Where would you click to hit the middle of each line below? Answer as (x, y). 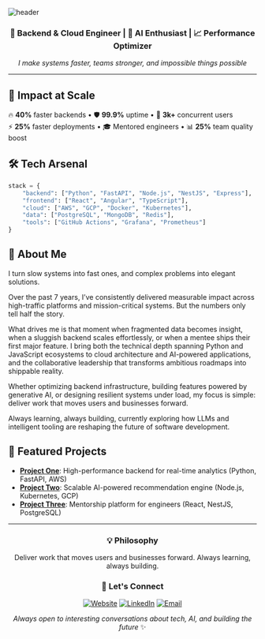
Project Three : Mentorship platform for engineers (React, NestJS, (126, 504)
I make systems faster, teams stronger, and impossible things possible (132, 63)
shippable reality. (36, 371)
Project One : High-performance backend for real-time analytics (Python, (138, 470)
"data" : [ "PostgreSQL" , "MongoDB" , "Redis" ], (99, 215)
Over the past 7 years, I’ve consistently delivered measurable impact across (131, 297)
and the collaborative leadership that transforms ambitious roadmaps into (127, 362)
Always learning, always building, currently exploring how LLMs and (119, 418)
